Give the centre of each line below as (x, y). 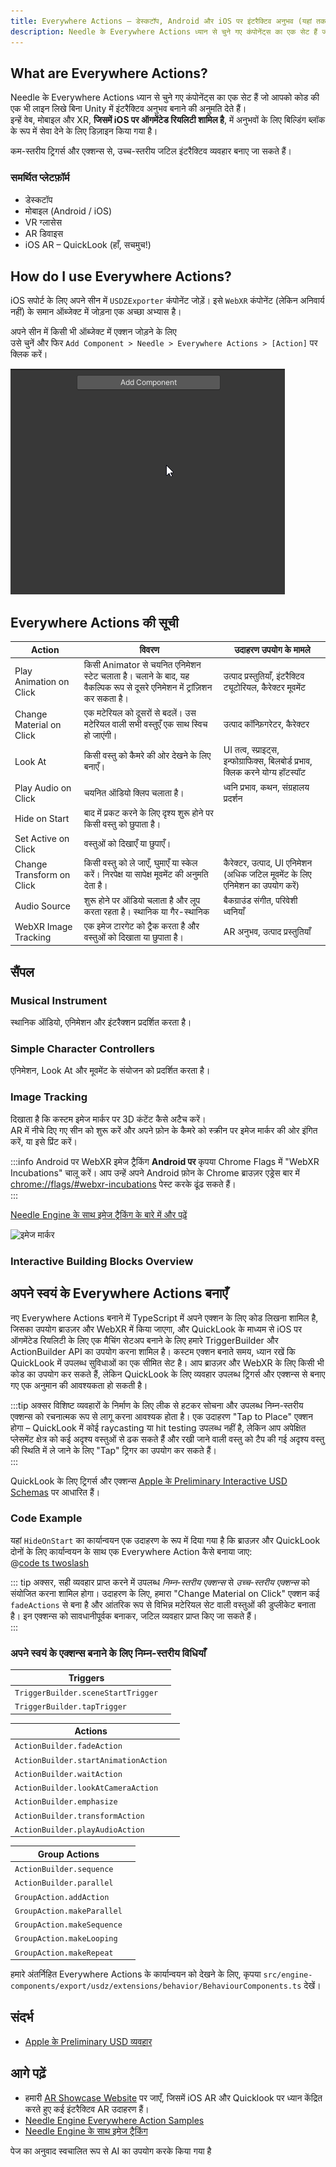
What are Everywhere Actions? (109, 73)
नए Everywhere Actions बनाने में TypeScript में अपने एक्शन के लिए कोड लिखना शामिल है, (164, 1317)
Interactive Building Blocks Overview (102, 1261)
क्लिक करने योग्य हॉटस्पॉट (264, 772)
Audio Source (42, 906)
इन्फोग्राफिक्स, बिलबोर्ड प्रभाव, (268, 761)
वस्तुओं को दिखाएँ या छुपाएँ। (127, 844)
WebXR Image (43, 926)
